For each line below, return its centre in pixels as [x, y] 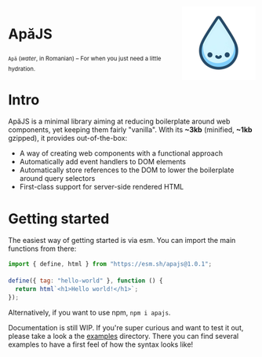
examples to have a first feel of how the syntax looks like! [101, 344]
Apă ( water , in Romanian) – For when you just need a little [85, 58]
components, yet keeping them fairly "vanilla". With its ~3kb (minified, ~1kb [130, 130]
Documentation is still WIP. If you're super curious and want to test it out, [126, 327]
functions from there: [42, 248]
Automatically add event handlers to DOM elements [103, 162]
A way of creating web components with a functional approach [121, 153]
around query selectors [57, 178]
